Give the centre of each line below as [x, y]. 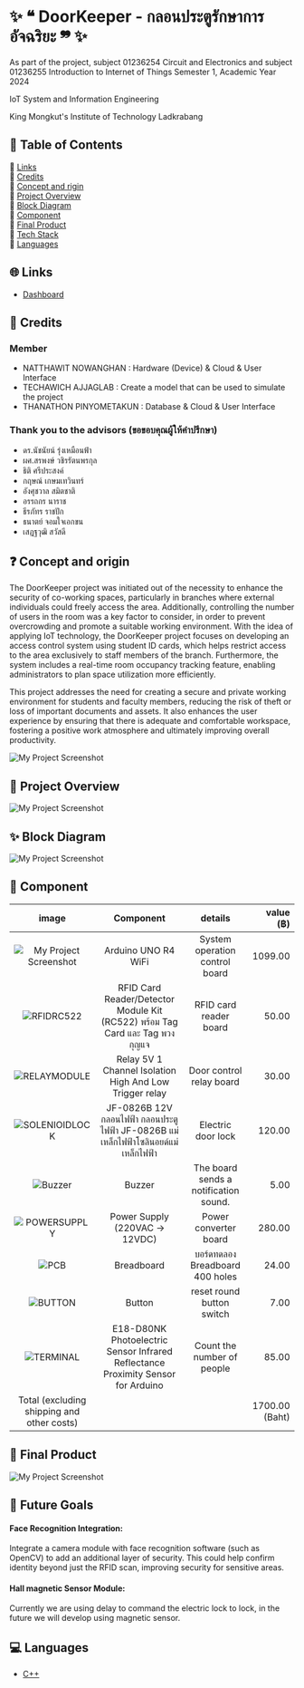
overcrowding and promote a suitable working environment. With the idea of [152, 626]
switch [215, 1314]
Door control [215, 1070]
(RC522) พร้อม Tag [139, 1021]
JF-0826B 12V [140, 1107]
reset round [215, 1291]
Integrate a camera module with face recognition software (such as [135, 1548]
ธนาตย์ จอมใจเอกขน [53, 521]
